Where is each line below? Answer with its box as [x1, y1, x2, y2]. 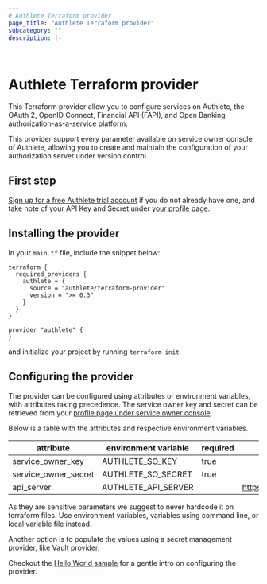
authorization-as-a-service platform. [8, 119, 129, 128]
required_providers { [15, 270, 87, 278]
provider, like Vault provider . [8, 543, 100, 552]
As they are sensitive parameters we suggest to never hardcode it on [8, 502, 234, 512]
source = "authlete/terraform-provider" [29, 284, 165, 292]
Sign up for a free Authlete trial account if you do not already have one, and [8, 195, 256, 204]
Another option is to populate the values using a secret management [8, 534, 233, 543]
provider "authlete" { [8, 325, 83, 334]
